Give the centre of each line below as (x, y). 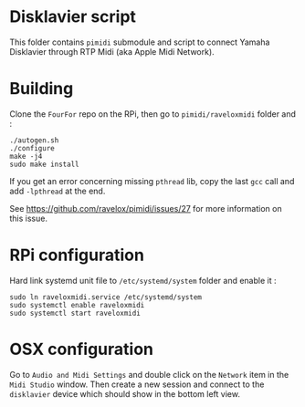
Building (42, 89)
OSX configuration (81, 350)
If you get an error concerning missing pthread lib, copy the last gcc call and (152, 181)
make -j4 (26, 156)
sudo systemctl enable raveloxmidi (77, 305)
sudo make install (44, 164)
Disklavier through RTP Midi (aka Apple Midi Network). (112, 51)
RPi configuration (77, 255)
